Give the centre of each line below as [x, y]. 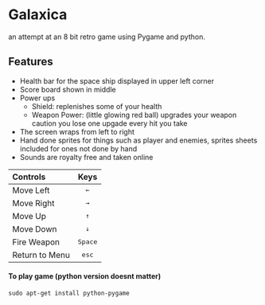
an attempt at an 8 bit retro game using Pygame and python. [107, 37]
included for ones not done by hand [78, 148]
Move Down [35, 229]
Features [31, 62]
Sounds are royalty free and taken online [86, 157]
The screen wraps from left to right [77, 131]
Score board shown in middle [68, 89]
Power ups [37, 98]
